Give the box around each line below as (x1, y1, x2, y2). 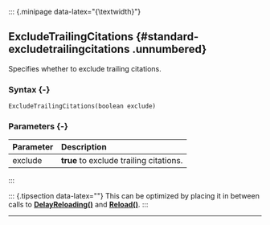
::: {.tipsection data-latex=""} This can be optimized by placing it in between (8, 191, 260, 201)
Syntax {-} (8, 84, 51, 95)
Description (60, 141, 107, 153)
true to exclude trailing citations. (60, 155, 183, 166)
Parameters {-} (8, 121, 68, 132)
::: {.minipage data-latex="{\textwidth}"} (8, 7, 141, 16)
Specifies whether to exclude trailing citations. (8, 63, 162, 73)
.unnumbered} (132, 43, 207, 56)
